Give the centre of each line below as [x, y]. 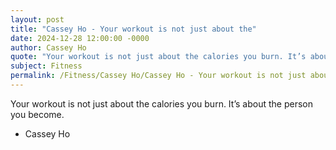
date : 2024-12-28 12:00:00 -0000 [80, 38]
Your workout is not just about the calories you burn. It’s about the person [161, 103]
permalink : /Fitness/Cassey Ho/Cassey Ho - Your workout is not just [158, 76]
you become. [37, 114]
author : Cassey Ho [48, 47]
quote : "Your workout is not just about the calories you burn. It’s [158, 57]
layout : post [37, 19]
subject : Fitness [46, 66]
